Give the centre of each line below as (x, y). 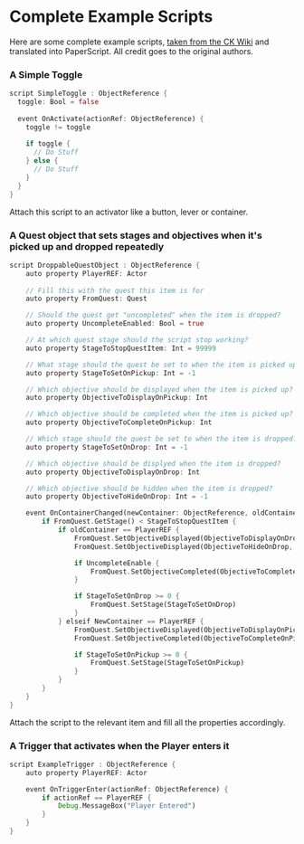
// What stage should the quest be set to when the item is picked (155, 365)
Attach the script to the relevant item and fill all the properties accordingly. (147, 722)
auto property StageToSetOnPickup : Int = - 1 (111, 373)
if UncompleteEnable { (117, 563)
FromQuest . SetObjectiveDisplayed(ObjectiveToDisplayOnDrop (187, 538)
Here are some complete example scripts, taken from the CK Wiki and (139, 42)
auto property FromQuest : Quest (86, 299)
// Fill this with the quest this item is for (115, 290)
